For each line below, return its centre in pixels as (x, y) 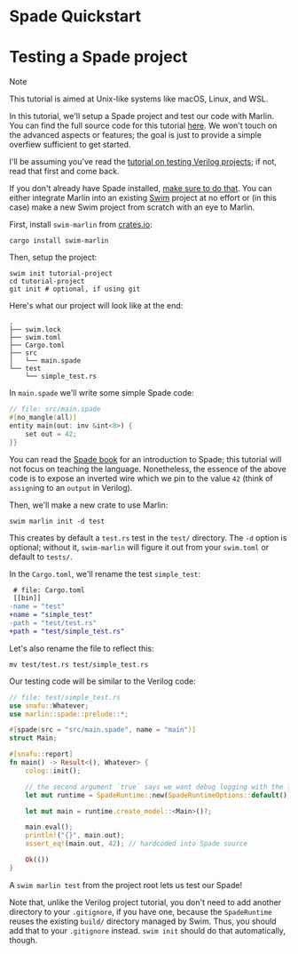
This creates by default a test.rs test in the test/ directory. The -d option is (148, 537)
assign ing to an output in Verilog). (71, 487)
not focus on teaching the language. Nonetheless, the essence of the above (148, 469)
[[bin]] (27, 598)
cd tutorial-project (47, 282)
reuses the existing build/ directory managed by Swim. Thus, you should (143, 921)
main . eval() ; (49, 827)
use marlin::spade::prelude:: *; (69, 714)
